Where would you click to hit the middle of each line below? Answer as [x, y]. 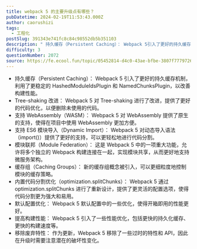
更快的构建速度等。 [38, 225]
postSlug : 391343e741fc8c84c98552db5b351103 [61, 39]
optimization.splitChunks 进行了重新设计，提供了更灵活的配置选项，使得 [102, 188]
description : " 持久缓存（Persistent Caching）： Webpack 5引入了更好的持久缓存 [99, 45]
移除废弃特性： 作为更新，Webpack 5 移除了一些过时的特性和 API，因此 [101, 233]
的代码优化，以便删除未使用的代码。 [58, 108]
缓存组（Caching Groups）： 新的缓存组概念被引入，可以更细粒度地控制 [100, 167]
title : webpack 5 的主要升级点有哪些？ [50, 11]
